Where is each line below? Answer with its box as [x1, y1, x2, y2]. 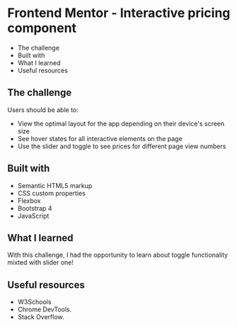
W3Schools [17, 298, 52, 306]
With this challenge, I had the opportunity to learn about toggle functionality [7, 250, 229, 260]
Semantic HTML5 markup [17, 181, 93, 189]
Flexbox [17, 196, 41, 205]
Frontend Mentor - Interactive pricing [7, 5, 231, 21]
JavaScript [17, 211, 50, 220]
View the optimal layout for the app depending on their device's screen [17, 119, 225, 128]
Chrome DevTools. [17, 305, 72, 314]
